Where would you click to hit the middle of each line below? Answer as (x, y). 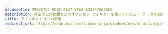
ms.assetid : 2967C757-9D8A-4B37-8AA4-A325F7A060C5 (59, 10)
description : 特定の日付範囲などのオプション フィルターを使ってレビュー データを (81, 14)
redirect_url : (20, 24)
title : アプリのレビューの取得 (33, 19)
